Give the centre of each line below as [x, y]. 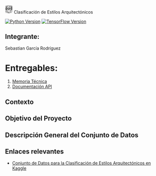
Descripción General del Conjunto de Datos [72, 135]
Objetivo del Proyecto [38, 118]
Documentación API [32, 87]
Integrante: [22, 36]
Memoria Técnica [29, 81]
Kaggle [19, 168]
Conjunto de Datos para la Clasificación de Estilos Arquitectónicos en [81, 163]
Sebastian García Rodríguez [33, 48]
